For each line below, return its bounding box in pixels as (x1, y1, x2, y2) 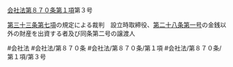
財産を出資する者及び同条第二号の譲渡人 (19, 30, 136, 37)
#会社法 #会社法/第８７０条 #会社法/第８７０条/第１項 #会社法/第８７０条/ (7, 44, 222, 52)
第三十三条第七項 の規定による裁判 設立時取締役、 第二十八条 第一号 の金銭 (7, 21, 220, 29)
